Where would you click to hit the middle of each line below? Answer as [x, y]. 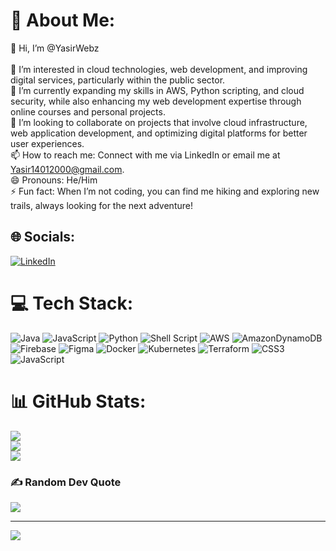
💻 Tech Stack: [72, 303]
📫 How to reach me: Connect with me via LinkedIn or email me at [145, 155]
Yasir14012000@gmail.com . [67, 169]
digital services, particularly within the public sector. [118, 80]
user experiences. [47, 143]
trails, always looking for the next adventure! [101, 205]
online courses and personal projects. [88, 111]
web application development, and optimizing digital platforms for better [159, 133]
